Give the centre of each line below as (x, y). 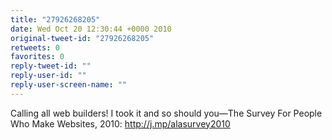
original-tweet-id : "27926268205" (82, 38)
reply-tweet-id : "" (51, 66)
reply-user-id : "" (48, 76)
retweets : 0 (35, 47)
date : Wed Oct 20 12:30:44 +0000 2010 (91, 29)
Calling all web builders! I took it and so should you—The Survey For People (166, 113)
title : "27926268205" (55, 19)
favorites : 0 (37, 57)
